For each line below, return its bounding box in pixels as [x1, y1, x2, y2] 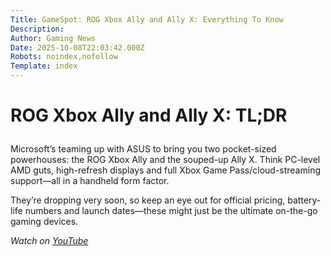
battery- [287, 194, 322, 206]
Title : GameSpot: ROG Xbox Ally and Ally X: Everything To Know [10, 14, 284, 25]
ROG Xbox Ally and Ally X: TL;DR [10, 104, 288, 127]
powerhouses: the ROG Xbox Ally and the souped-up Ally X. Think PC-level [10, 154, 321, 166]
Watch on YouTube [10, 235, 89, 247]
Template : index [10, 61, 78, 71]
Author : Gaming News [10, 33, 97, 43]
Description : [10, 24, 65, 34]
